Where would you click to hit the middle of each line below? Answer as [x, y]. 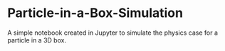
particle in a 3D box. [37, 40]
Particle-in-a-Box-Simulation [95, 13]
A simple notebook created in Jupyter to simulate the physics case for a [113, 33]
